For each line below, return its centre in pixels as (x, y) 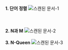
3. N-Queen (18, 42)
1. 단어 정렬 (16, 8)
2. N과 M (14, 31)
